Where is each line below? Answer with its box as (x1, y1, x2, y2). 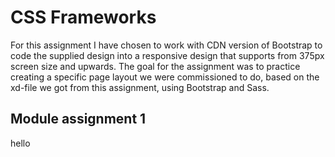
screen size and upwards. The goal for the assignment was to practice (10, 60, 301, 72)
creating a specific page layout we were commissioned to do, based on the (10, 71, 320, 83)
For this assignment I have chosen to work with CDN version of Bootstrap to (10, 39, 323, 51)
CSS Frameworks (10, 6, 157, 29)
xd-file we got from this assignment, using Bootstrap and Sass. (10, 81, 270, 93)
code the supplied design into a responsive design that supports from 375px (10, 49, 325, 61)
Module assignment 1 (10, 111, 147, 128)
